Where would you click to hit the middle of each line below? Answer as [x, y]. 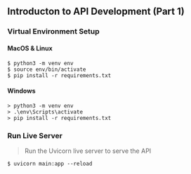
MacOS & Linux [30, 48]
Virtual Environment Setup [53, 32]
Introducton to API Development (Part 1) [96, 12]
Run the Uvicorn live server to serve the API [88, 151]
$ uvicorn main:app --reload [50, 164]
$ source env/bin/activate [47, 69]
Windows [21, 91]
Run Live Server [35, 135]
